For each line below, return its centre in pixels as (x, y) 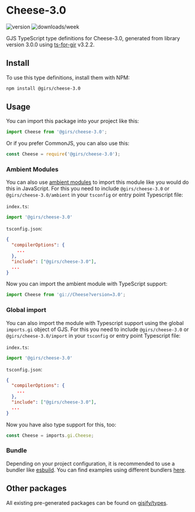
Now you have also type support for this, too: (61, 424)
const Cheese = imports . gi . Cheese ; (50, 435)
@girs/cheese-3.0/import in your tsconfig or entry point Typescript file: (93, 335)
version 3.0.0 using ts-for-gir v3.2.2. (50, 44)
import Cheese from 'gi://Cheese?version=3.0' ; (66, 295)
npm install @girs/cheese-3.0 (44, 88)
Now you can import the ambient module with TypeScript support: (87, 284)
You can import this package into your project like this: (73, 121)
